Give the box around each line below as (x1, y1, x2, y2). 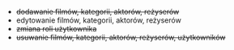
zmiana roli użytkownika (15, 24, 97, 33)
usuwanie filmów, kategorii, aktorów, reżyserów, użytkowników (15, 32, 226, 42)
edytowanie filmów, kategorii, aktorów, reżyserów (15, 15, 182, 25)
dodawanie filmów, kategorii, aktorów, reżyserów (15, 7, 180, 16)
